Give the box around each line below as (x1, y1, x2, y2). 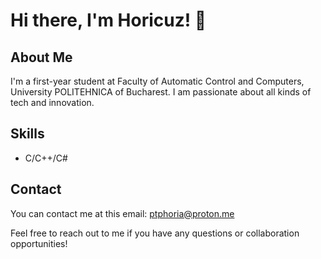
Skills (10, 125, 45, 143)
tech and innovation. (10, 97, 95, 108)
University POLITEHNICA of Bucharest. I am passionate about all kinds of (10, 86, 312, 98)
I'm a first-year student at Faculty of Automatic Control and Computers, (10, 75, 305, 87)
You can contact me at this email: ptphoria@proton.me (10, 207, 235, 219)
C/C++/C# (24, 152, 68, 164)
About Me (10, 49, 73, 66)
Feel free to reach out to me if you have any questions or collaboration (10, 227, 300, 239)
